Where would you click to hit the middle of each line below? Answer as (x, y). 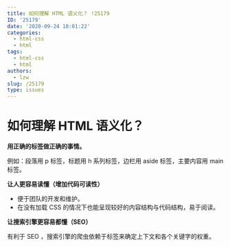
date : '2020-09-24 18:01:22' (49, 26)
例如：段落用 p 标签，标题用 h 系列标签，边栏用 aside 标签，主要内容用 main (115, 161)
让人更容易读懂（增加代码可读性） (55, 184)
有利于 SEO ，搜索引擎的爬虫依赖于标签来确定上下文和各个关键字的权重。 (111, 237)
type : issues (26, 90)
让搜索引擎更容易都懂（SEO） (49, 222)
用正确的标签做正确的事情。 (46, 146)
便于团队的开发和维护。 (50, 199)
